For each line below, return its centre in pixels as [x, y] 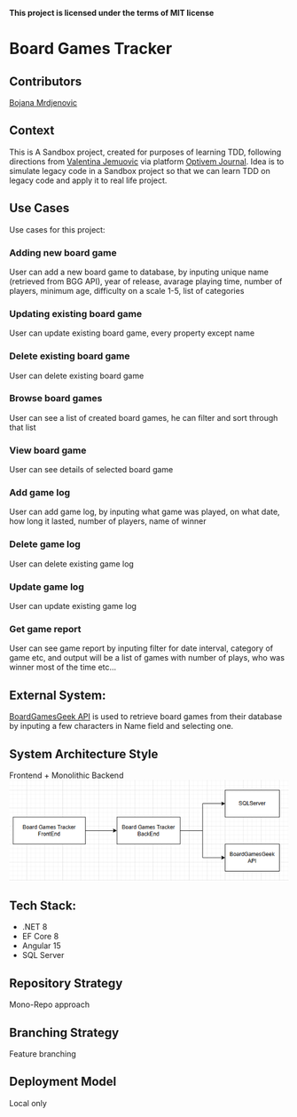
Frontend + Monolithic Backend [66, 775]
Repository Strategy [66, 983]
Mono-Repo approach [50, 1005]
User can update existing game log [73, 606]
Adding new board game [63, 252]
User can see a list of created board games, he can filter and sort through [144, 417]
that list [23, 427]
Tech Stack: [43, 905]
